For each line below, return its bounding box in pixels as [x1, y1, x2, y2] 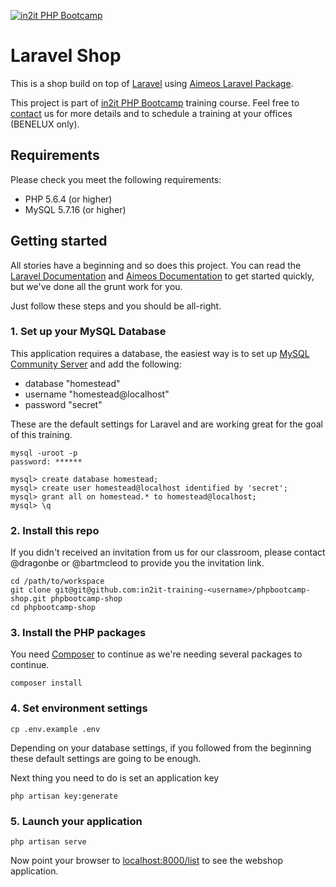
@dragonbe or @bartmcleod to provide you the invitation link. [10, 557, 265, 569]
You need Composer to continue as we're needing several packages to [10, 648, 303, 660]
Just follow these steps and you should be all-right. [10, 300, 222, 312]
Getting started [10, 233, 108, 250]
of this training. [10, 428, 73, 440]
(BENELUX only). [10, 118, 80, 130]
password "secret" [24, 398, 103, 410]
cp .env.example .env [10, 724, 101, 734]
